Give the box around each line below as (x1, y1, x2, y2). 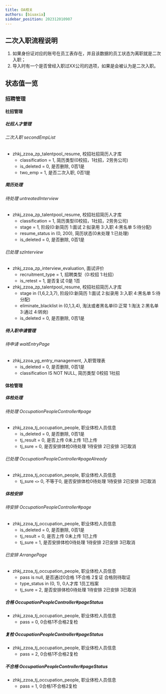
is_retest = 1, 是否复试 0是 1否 (19, 278, 81, 284)
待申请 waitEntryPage (5, 341, 50, 347)
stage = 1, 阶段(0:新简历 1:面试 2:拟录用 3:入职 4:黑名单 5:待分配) (19, 224, 152, 230)
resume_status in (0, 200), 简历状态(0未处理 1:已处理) (19, 231, 129, 236)
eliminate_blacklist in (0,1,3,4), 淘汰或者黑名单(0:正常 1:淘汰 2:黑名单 (19, 303, 159, 309)
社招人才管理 (5, 121, 31, 127)
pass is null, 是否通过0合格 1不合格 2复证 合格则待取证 (19, 574, 131, 580)
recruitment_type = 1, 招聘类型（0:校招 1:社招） (19, 271, 117, 277)
